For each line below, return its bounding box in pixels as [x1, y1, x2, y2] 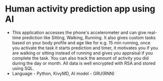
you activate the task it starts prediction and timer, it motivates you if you [12, 45, 158, 51]
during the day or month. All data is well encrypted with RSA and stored [12, 60, 156, 66]
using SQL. [12, 65, 35, 71]
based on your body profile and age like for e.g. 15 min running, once [12, 40, 151, 45]
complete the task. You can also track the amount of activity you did [12, 55, 149, 61]
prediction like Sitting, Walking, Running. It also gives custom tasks [22, 35, 156, 40]
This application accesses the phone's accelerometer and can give [12, 29, 147, 35]
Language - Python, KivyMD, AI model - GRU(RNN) [12, 70, 115, 76]
